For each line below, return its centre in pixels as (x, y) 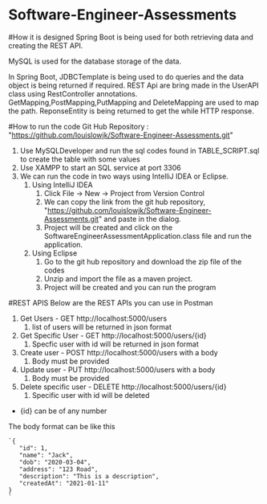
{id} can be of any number (63, 411)
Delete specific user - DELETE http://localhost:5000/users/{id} (123, 387)
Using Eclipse (55, 253)
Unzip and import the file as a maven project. (118, 278)
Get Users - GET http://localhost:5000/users (93, 318)
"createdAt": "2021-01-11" (64, 483)
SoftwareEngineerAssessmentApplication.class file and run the (148, 236)
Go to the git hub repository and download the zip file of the (143, 261)
